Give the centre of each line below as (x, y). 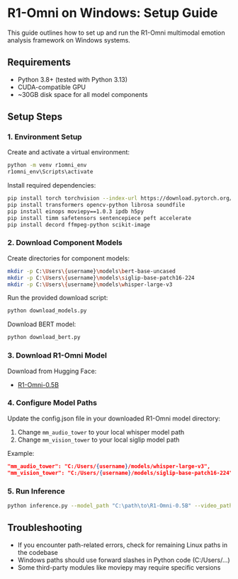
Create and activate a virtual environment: (68, 152)
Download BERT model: (42, 324)
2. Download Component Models (65, 243)
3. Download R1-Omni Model (57, 355)
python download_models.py (47, 311)
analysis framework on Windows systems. (69, 40)
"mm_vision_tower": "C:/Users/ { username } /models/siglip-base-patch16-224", (121, 473)
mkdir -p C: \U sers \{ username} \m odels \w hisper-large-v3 (90, 285)
